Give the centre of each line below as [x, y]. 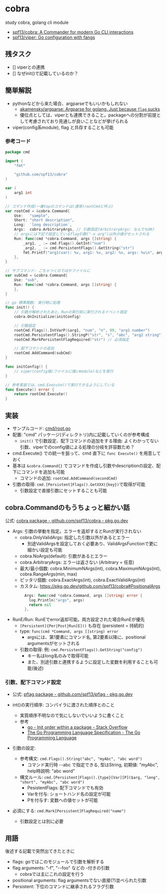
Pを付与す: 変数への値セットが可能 [63, 800]
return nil [40, 605]
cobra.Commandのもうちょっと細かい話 [68, 508]
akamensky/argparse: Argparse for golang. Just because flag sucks [90, 109]
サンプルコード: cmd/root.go [42, 428]
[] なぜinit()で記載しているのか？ [45, 73]
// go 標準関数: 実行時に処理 [33, 303]
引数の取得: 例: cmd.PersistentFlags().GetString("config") [81, 650]
